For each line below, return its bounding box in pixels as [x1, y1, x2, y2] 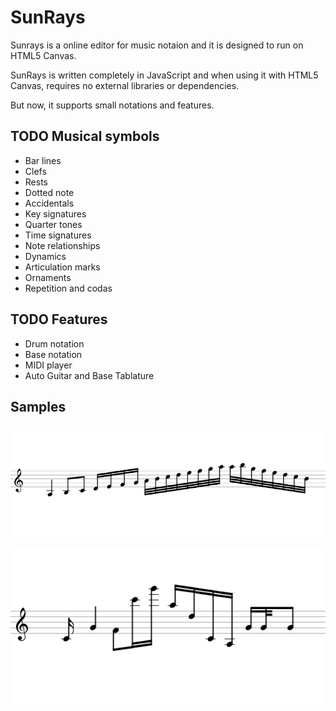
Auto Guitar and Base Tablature [24, 369, 155, 381]
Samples [10, 398, 67, 415]
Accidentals [24, 197, 75, 209]
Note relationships [24, 239, 101, 251]
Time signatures [24, 229, 92, 241]
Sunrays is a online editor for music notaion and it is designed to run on [10, 39, 304, 51]
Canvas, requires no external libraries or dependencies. [10, 79, 240, 91]
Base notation [24, 348, 83, 360]
